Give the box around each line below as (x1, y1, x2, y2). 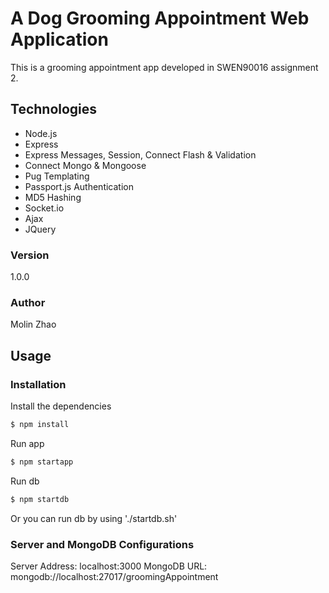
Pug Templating (24, 170, 90, 182)
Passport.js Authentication (24, 180, 134, 192)
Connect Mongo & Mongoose (24, 159, 147, 171)
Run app (10, 437, 45, 449)
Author (10, 295, 46, 309)
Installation (10, 377, 67, 391)
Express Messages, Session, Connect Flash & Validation (24, 148, 257, 161)
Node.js (24, 127, 58, 139)
